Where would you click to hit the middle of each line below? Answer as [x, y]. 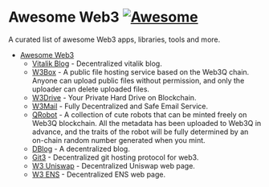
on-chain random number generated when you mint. [119, 140]
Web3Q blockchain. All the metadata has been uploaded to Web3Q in [147, 123]
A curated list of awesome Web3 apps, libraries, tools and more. [114, 39]
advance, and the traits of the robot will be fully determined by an [140, 132]
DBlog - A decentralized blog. [81, 148]
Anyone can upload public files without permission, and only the [138, 80]
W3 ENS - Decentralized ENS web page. [99, 174]
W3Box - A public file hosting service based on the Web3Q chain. [141, 71]
